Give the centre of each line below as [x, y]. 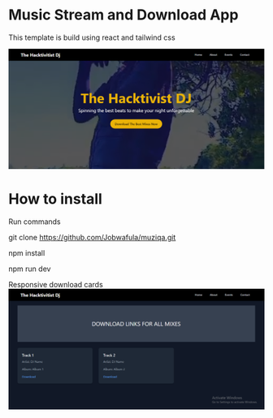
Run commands [35, 222]
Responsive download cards [56, 284]
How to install [56, 198]
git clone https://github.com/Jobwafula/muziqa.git [92, 237]
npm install [27, 252]
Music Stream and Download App [123, 15]
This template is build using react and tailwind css [92, 37]
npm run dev [30, 269]
